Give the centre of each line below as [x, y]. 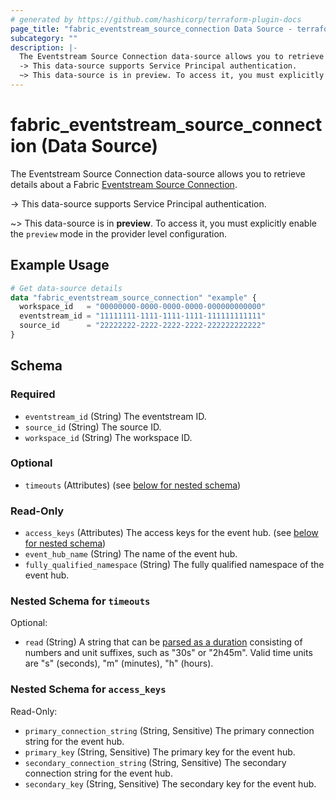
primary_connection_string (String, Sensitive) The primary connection [169, 730]
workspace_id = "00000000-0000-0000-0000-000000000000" [143, 307]
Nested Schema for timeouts [80, 601]
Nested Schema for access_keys [88, 689]
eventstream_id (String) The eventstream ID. [115, 416]
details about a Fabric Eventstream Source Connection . [124, 184]
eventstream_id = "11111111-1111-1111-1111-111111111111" [143, 316]
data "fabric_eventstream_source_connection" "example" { [133, 297]
